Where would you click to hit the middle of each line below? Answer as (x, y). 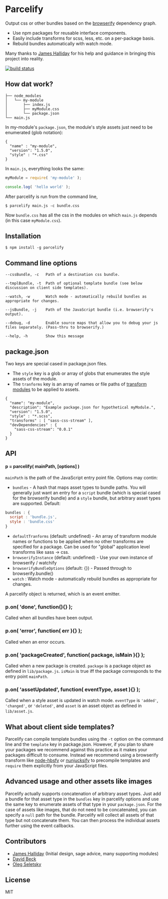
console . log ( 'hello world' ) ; (38, 187)
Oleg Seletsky (27, 864)
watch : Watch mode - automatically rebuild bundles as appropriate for (85, 579)
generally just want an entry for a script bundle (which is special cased (87, 492)
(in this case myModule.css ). (33, 220)
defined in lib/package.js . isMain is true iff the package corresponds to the (83, 671)
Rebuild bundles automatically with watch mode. (62, 43)
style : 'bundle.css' (32, 522)
